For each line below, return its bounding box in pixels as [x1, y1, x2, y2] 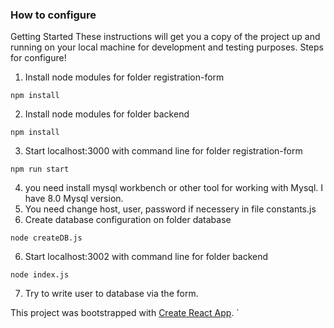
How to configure [10, 8, 97, 22]
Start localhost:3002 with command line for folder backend [24, 251, 269, 263]
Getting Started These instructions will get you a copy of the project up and [10, 31, 321, 43]
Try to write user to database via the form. [24, 288, 199, 300]
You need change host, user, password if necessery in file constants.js [24, 203, 317, 215]
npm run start [10, 164, 70, 175]
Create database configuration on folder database [24, 214, 232, 226]
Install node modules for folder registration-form [24, 71, 225, 83]
